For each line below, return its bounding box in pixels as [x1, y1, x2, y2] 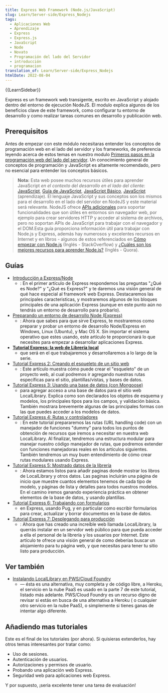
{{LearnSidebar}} [5, 87, 41, 93]
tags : [5, 17, 17, 22]
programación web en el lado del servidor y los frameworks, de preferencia [5, 146, 161, 152]
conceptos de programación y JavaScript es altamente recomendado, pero [5, 162, 160, 168]
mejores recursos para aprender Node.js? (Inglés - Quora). [17, 246, 139, 253]
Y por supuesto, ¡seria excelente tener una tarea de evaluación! [5, 682, 136, 688]
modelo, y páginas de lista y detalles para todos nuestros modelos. [20, 483, 158, 489]
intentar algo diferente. [20, 608, 68, 614]
